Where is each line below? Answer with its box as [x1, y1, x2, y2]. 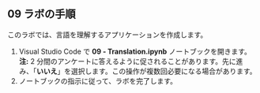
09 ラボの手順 [7, 7, 76, 21]
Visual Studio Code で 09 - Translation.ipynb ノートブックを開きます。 [18, 46, 252, 56]
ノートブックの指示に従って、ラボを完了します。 [18, 76, 177, 85]
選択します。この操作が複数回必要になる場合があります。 [70, 66, 257, 76]
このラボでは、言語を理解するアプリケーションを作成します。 [7, 30, 208, 39]
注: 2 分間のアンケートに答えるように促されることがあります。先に [18, 56, 236, 65]
